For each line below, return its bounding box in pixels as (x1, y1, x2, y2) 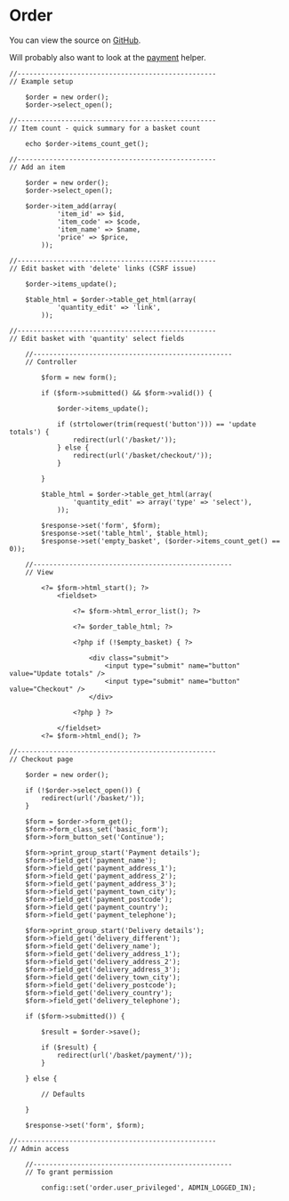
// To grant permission (25, 1167, 114, 1176)
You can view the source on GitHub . (9, 35, 141, 45)
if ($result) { (41, 1043, 98, 1051)
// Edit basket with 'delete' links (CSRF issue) (9, 264, 197, 272)
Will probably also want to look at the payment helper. (9, 52, 206, 62)
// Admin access (9, 1144, 69, 1153)
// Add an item (9, 162, 66, 172)
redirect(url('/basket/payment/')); (56, 1051, 193, 1059)
